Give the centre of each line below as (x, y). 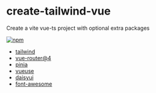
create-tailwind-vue (59, 11)
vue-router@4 (33, 58)
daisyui (24, 77)
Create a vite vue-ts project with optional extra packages (78, 28)
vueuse (24, 71)
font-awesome (34, 84)
